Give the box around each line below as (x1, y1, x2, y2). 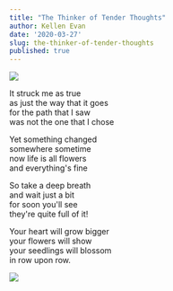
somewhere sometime (9, 144, 91, 154)
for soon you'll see (9, 199, 78, 210)
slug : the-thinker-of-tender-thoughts (9, 38, 154, 48)
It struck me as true (9, 88, 82, 99)
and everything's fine (9, 163, 88, 173)
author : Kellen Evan (9, 22, 87, 31)
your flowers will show (9, 235, 92, 247)
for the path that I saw (9, 107, 91, 118)
